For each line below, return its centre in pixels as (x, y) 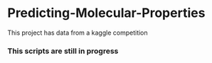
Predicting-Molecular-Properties (106, 13)
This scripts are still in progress (63, 51)
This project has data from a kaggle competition (78, 33)
